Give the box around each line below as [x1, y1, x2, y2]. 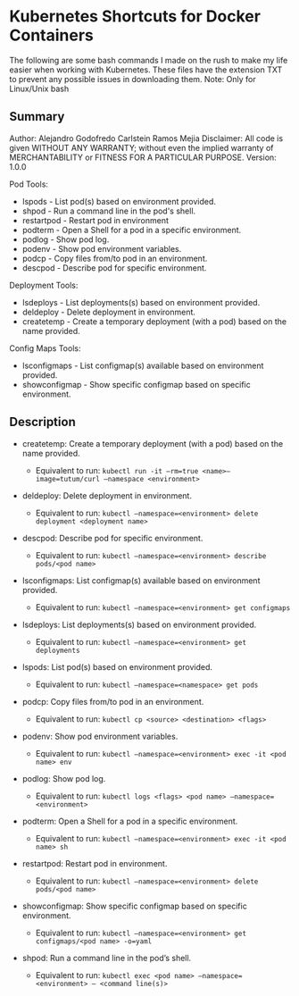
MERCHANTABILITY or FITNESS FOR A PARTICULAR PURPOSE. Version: [9, 152, 277, 163]
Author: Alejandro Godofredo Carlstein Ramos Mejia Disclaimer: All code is [9, 132, 284, 144]
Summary [9, 109, 65, 124]
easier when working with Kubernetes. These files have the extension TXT [9, 64, 283, 75]
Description [9, 414, 76, 430]
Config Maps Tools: [9, 342, 81, 354]
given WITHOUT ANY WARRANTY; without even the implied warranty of [9, 142, 274, 153]
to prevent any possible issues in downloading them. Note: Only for [9, 73, 256, 84]
